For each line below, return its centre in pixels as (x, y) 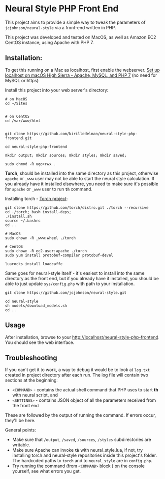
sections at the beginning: (32, 380)
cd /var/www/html (23, 121)
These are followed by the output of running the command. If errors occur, (81, 415)
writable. (21, 445)
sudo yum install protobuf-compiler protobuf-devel (59, 255)
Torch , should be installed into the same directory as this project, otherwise (82, 173)
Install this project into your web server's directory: (57, 90)
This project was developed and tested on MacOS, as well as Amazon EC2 (81, 37)
